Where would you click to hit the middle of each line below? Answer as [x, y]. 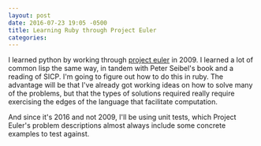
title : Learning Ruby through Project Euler [82, 30]
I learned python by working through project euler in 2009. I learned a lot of [131, 60]
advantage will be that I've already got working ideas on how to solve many [130, 85]
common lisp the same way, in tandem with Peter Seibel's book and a [121, 69]
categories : [28, 37]
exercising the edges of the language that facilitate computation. [113, 102]
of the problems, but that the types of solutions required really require [121, 94]
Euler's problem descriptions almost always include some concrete [117, 125]
